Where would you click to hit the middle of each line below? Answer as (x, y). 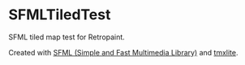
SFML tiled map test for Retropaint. (67, 37)
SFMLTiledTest (60, 15)
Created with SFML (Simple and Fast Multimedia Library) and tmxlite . (123, 52)
